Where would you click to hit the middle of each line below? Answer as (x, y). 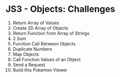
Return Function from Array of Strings (51, 33)
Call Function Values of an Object (47, 59)
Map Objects (26, 54)
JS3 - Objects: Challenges (60, 9)
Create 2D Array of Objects (40, 28)
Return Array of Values (36, 23)
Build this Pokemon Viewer (40, 70)
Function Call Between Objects (44, 43)
